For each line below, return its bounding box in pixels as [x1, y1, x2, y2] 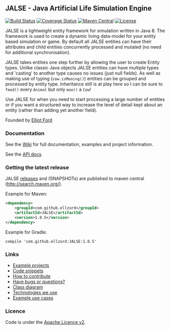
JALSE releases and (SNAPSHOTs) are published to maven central [5, 176, 145, 182]
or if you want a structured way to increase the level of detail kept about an [5, 102, 163, 108]
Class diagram [12, 284, 43, 290]
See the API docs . [5, 151, 43, 157]
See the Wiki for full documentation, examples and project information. [5, 142, 154, 148]
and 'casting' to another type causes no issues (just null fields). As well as [5, 70, 161, 76]
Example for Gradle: [5, 229, 47, 235]
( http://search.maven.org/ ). [5, 181, 63, 187]
